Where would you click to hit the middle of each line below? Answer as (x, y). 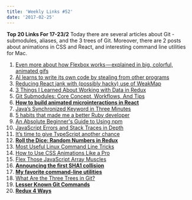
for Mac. (17, 53)
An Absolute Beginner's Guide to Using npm (69, 121)
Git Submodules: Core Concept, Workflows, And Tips (80, 96)
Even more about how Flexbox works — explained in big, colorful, (94, 64)
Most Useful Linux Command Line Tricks (65, 147)
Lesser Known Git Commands (53, 184)
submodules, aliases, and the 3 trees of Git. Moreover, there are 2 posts (94, 40)
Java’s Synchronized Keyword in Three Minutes (73, 109)
